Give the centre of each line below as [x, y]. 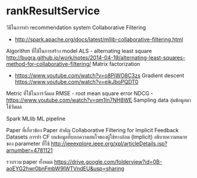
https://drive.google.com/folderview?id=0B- [108, 161]
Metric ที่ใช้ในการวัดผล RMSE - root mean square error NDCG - [80, 93]
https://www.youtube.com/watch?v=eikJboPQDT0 [76, 82]
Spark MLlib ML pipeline [36, 118]
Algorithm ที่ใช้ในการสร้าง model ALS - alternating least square [79, 51]
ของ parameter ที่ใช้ [28, 143]
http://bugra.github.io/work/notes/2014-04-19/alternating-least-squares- [96, 57]
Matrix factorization [116, 64]
